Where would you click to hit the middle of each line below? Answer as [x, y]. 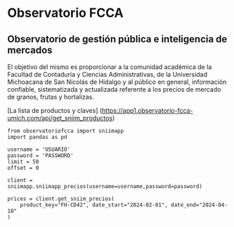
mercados [30, 50]
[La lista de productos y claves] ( [55, 110]
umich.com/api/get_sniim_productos [60, 118]
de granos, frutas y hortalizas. [51, 97]
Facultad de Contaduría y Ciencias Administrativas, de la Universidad [108, 74]
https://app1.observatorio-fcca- [147, 110]
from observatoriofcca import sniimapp [66, 131]
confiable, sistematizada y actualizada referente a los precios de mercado [114, 89]
